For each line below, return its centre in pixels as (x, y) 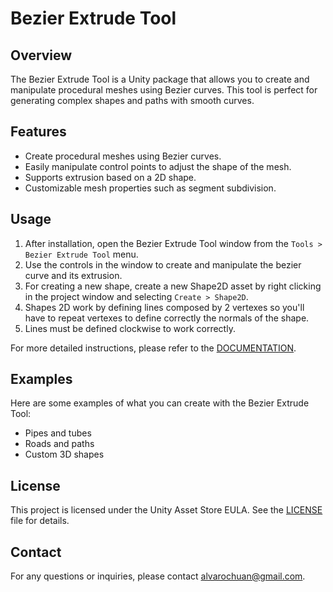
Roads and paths (59, 444)
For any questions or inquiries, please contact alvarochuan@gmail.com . (158, 576)
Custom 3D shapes (64, 454)
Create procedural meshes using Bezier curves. (123, 156)
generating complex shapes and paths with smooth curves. (132, 100)
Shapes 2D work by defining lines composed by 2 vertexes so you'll (164, 307)
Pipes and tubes (58, 433)
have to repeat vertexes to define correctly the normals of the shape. (167, 318)
